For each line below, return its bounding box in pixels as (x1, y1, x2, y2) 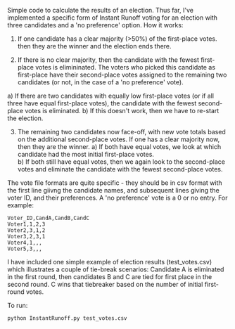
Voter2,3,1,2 (7, 227, 46, 234)
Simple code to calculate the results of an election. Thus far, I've (7, 6, 193, 14)
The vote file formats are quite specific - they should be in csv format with (7, 179, 223, 187)
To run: (7, 302, 28, 309)
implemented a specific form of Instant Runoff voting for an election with (7, 13, 218, 22)
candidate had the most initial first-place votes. (17, 150, 155, 158)
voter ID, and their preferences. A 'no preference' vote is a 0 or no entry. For (7, 193, 228, 202)
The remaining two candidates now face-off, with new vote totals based (17, 128, 227, 136)
